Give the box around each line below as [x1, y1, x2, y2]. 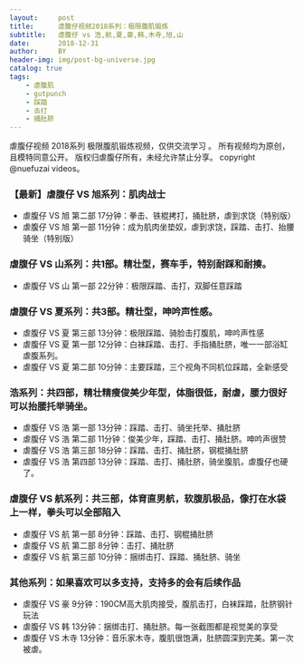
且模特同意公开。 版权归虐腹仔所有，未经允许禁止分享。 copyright [9, 151, 256, 163]
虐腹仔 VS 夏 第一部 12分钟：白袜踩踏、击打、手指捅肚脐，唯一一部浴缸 [22, 339, 289, 350]
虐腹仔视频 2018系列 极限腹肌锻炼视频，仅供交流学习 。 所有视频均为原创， [9, 141, 290, 151]
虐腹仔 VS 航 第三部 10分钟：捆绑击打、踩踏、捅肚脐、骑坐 [22, 551, 241, 562]
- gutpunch [25, 89, 67, 98]
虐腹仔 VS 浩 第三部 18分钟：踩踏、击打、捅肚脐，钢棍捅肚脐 [22, 445, 249, 456]
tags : [9, 73, 30, 82]
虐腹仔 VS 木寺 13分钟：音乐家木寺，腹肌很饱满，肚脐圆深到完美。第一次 [22, 632, 294, 643]
